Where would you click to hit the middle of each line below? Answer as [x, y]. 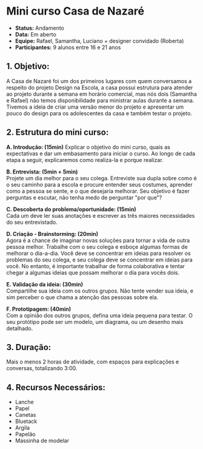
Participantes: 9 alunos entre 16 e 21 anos [68, 47]
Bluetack [26, 421]
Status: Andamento [40, 28]
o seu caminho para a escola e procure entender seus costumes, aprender [99, 184]
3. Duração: [29, 347]
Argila [22, 428]
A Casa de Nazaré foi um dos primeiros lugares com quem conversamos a [99, 81]
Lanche [25, 402]
